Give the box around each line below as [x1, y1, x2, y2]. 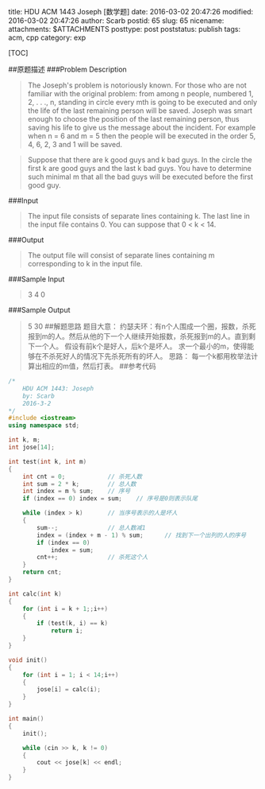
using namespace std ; [8, 422, 80, 429]
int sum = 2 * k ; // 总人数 [22, 480, 136, 488]
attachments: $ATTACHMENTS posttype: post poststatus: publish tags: [8, 25, 240, 33]
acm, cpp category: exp [8, 33, 86, 42]
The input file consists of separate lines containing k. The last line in [27, 212, 250, 220]
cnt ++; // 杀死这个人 [36, 554, 148, 562]
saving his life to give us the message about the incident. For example [27, 122, 256, 132]
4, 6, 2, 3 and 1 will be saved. [27, 140, 123, 149]
